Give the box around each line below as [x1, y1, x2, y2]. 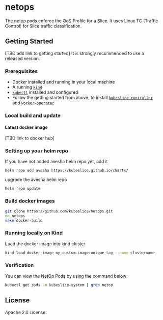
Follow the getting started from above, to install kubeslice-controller [12, 95, 153, 101]
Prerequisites [5, 68, 38, 75]
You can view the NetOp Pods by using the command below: [5, 273, 128, 279]
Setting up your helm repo [5, 147, 69, 154]
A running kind [12, 84, 43, 90]
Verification [5, 262, 34, 269]
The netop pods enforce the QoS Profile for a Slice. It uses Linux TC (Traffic [5, 18, 158, 24]
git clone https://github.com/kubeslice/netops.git [5, 208, 113, 214]
